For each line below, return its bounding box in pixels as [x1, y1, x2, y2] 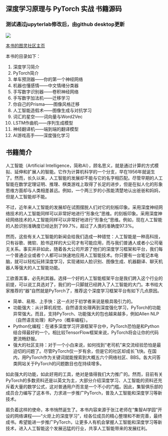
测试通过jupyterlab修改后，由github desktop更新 [5, 21, 125, 28]
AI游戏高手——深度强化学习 [12, 132, 70, 138]
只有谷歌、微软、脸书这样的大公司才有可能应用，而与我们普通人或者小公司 [5, 240, 159, 246]
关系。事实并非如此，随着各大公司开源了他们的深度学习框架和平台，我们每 [9, 246, 163, 252]
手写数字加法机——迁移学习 [12, 95, 70, 101]
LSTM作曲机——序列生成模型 [12, 120, 74, 126]
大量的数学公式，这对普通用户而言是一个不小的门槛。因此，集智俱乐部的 [14, 383, 163, 390]
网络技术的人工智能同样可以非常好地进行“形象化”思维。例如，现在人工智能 [9, 216, 163, 223]
